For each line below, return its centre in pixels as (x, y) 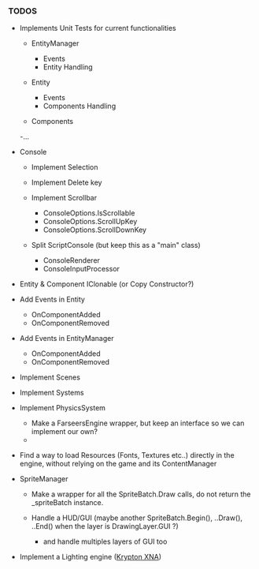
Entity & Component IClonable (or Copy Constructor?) (107, 284)
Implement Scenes (50, 377)
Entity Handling (68, 67)
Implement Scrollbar (64, 198)
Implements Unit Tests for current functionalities (98, 28)
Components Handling (80, 106)
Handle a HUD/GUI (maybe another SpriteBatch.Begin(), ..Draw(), (137, 518)
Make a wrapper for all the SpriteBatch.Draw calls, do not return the (141, 494)
